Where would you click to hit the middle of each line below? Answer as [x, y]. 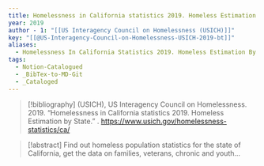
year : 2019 [26, 23]
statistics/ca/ [49, 129]
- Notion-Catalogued [49, 67]
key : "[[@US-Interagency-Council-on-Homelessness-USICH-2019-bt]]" [122, 38]
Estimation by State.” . [63, 121]
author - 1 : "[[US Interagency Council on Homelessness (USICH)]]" [122, 30]
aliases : [23, 45]
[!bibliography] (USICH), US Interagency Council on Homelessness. [137, 104]
